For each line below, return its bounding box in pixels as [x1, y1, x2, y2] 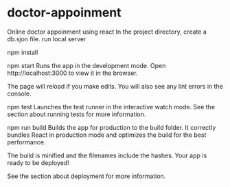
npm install [7, 48, 38, 56]
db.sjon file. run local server [7, 34, 87, 43]
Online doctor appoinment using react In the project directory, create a [7, 27, 207, 36]
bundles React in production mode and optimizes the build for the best [7, 131, 207, 139]
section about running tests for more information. [7, 110, 146, 118]
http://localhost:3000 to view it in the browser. [7, 69, 139, 77]
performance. [7, 137, 46, 146]
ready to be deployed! [7, 158, 70, 166]
